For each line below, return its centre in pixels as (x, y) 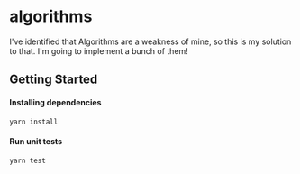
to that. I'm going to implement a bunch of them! (99, 50)
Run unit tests (36, 142)
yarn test (28, 160)
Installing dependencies (55, 102)
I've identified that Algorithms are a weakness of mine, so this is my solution (150, 41)
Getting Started (54, 80)
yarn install (34, 122)
